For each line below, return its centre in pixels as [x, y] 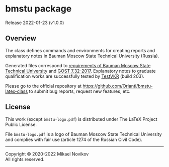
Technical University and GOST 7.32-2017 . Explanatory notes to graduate [80, 71]
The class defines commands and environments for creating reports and [80, 50]
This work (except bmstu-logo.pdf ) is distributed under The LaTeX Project [81, 119]
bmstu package [38, 9]
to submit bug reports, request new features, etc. [80, 91]
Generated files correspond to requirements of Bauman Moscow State [78, 65]
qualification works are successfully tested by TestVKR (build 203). [75, 76]
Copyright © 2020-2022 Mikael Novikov [47, 154]
